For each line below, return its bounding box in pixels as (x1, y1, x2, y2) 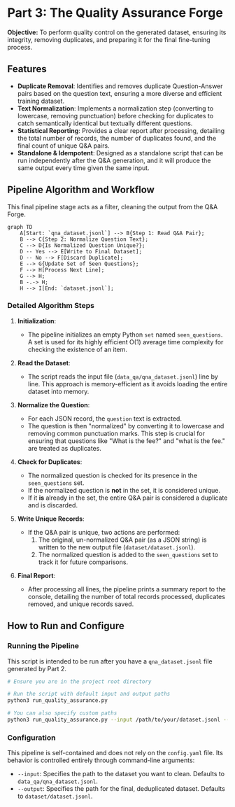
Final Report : (17, 571, 56, 580)
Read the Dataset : (17, 358, 71, 367)
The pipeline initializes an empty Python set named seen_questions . (27, 330, 223, 339)
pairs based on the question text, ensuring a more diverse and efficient (17, 89, 222, 97)
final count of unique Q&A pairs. (17, 141, 110, 150)
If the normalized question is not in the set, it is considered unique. (27, 486, 220, 494)
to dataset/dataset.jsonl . (17, 792, 93, 801)
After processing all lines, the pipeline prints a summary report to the (27, 584, 226, 593)
